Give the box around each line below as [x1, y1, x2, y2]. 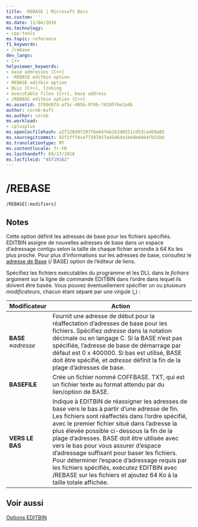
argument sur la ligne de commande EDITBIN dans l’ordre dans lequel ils [6, 276, 181, 283]
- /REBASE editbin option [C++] [6, 96, 85, 102]
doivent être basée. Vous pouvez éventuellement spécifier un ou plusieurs [6, 282, 187, 289]
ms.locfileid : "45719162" [6, 157, 70, 163]
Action [111, 302, 131, 310]
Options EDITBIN [6, 513, 47, 521]
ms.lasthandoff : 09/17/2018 [6, 151, 75, 157]
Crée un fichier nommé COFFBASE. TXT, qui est [52, 373, 185, 381]
